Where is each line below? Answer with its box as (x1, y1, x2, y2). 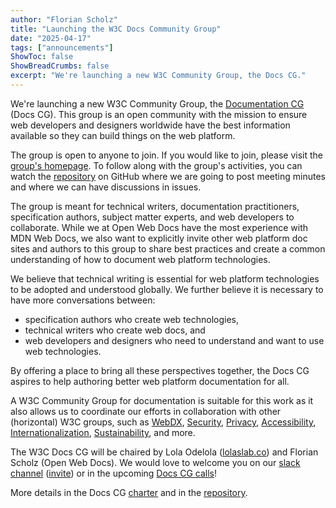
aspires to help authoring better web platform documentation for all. (10, 375, 290, 387)
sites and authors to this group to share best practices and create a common (10, 242, 326, 255)
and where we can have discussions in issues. (10, 181, 202, 193)
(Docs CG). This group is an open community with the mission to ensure (10, 108, 308, 120)
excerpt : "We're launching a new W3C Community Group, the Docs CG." (10, 71, 307, 81)
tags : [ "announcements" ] (10, 42, 114, 53)
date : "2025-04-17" (10, 33, 92, 43)
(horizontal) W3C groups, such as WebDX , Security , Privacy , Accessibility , (10, 416, 317, 428)
